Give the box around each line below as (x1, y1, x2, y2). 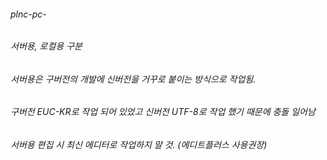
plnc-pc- (10, 8, 47, 20)
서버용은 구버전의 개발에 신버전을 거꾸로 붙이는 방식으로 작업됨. (10, 73, 257, 85)
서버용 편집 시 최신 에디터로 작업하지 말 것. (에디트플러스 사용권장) (10, 139, 268, 151)
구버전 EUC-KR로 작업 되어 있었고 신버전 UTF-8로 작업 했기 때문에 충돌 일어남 (10, 106, 316, 118)
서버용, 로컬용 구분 (10, 40, 83, 52)
